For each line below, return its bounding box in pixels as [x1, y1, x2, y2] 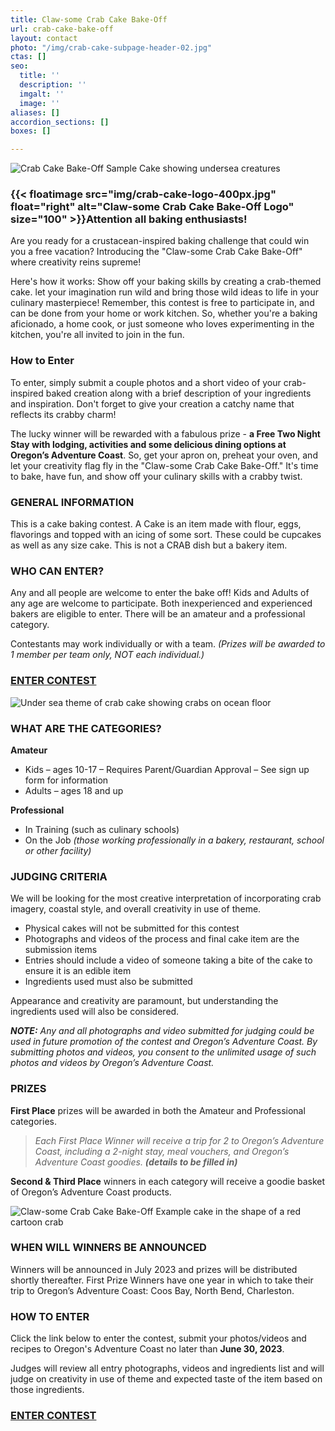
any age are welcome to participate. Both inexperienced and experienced [10, 597, 313, 610]
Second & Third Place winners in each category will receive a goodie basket [10, 1175, 326, 1187]
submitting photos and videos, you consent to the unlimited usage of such [10, 1046, 317, 1058]
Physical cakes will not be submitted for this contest [24, 922, 240, 935]
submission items [24, 944, 98, 956]
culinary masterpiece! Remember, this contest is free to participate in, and [10, 297, 315, 309]
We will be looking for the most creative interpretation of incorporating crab [10, 892, 322, 905]
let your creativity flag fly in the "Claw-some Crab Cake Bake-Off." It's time [10, 459, 319, 471]
